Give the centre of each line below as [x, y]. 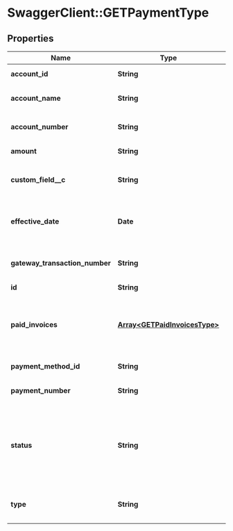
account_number [40, 127]
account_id [29, 74]
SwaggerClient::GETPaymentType [108, 13]
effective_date [35, 221]
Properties [31, 39]
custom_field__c [38, 180]
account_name [36, 98]
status [21, 445]
